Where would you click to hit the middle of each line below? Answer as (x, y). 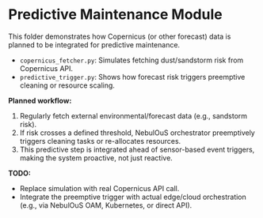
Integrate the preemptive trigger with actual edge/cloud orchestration (133, 197)
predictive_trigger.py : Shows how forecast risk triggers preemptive (132, 77)
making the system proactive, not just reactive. (96, 158)
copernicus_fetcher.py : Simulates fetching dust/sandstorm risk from (131, 60)
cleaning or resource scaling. (67, 85)
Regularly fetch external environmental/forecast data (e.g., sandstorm (133, 115)
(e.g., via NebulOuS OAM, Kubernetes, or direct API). (106, 205)
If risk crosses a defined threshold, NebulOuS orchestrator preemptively (137, 133)
